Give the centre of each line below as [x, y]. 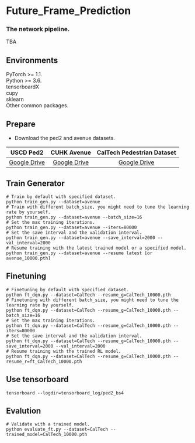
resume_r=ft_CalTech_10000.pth [44, 362]
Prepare [21, 124]
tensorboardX [23, 87]
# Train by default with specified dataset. [61, 197]
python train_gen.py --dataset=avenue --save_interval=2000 [81, 238]
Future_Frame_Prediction [69, 11]
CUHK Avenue [71, 152]
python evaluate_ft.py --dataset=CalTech [57, 430]
